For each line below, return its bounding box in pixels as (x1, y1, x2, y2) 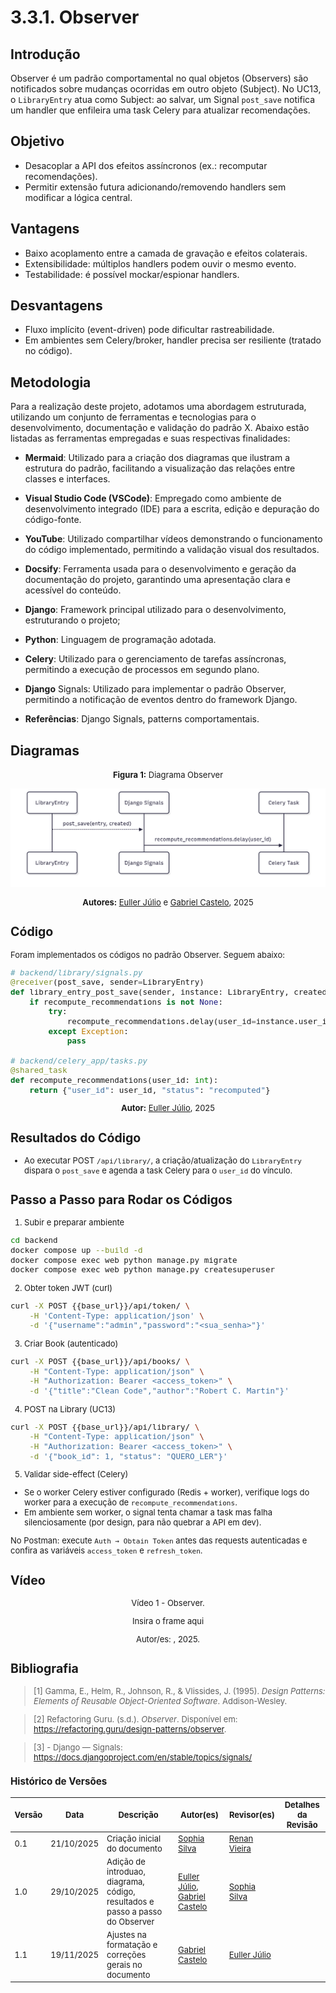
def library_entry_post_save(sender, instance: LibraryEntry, (10, 986, 290, 997)
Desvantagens (10, 297, 103, 315)
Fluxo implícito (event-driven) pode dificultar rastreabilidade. (24, 324, 275, 336)
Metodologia (10, 374, 92, 391)
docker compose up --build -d (10, 1244, 143, 1255)
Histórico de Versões (10, 1775, 108, 1788)
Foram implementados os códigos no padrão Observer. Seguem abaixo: (10, 949, 285, 960)
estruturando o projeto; (24, 614, 121, 626)
